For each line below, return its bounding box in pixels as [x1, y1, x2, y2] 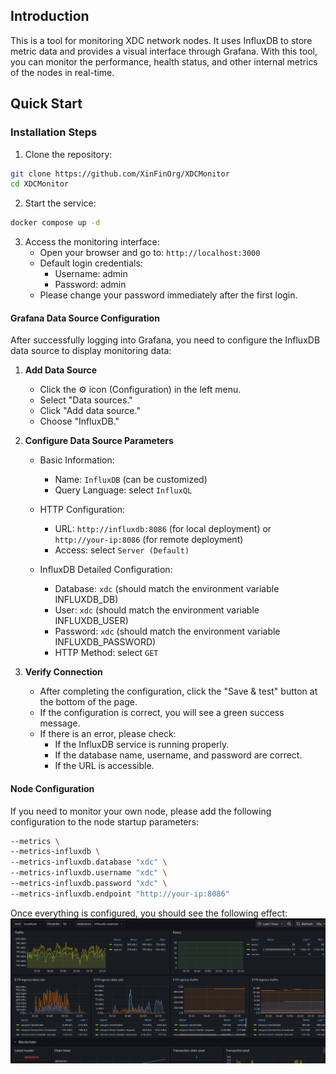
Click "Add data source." [39, 405, 141, 417]
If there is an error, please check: [39, 728, 177, 740]
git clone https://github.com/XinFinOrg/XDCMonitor [10, 169, 230, 179]
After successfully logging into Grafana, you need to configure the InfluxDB [10, 334, 321, 346]
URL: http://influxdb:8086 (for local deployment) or [54, 523, 272, 535]
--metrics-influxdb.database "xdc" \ [10, 857, 168, 868]
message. [39, 717, 81, 729]
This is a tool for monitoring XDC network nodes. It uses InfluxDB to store [10, 34, 313, 46]
